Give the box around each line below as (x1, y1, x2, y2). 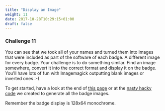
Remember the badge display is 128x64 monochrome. (5, 100, 116, 106)
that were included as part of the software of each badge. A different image (5, 54, 160, 60)
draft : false (5, 21, 32, 26)
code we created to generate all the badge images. (5, 90, 110, 96)
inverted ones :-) (5, 75, 40, 81)
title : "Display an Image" (5, 7, 61, 12)
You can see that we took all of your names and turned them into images (5, 49, 154, 55)
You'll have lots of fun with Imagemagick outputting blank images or (5, 70, 144, 76)
